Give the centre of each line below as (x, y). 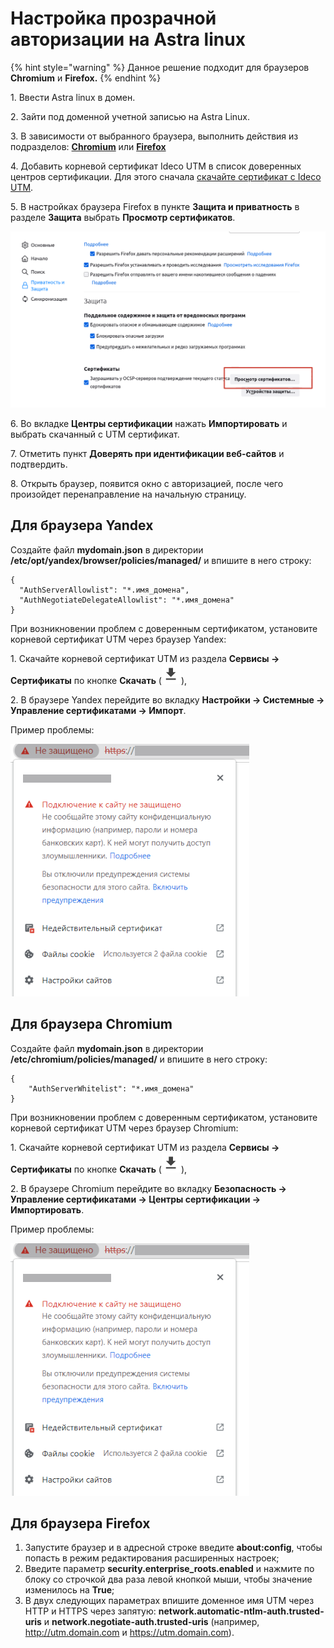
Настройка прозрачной (113, 18)
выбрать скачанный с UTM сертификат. (95, 434)
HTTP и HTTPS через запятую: (90, 1611)
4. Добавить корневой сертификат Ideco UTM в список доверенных (156, 166)
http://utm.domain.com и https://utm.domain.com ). (129, 1633)
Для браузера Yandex (82, 525)
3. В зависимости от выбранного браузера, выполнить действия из (154, 136)
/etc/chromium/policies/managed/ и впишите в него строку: (139, 1059)
